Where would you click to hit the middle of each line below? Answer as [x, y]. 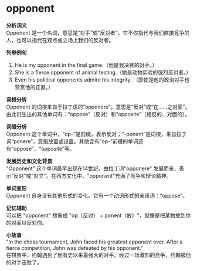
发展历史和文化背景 [29, 161]
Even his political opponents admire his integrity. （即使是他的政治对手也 [102, 79]
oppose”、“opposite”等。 [44, 148]
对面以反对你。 [29, 222]
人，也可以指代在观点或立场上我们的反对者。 [60, 40]
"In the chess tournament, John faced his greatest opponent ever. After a [94, 242]
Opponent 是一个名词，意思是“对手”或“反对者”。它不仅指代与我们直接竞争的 [98, 33]
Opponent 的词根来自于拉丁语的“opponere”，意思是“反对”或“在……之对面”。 [98, 107]
